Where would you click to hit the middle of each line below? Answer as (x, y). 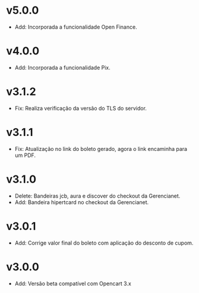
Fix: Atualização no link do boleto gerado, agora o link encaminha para (101, 149)
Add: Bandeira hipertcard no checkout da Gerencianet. (82, 202)
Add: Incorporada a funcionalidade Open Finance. (76, 27)
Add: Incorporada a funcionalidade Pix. (63, 67)
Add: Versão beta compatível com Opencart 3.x (73, 283)
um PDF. (25, 155)
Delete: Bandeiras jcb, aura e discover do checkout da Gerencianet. (97, 196)
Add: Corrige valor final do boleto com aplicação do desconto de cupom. (104, 243)
